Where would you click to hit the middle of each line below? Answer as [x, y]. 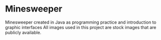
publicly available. [23, 32]
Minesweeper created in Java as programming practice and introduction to [81, 22]
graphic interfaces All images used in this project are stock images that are [81, 27]
